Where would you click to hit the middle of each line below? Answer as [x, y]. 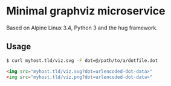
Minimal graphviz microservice [86, 11]
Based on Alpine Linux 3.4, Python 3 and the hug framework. [82, 28]
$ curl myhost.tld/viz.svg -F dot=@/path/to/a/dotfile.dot [82, 60]
